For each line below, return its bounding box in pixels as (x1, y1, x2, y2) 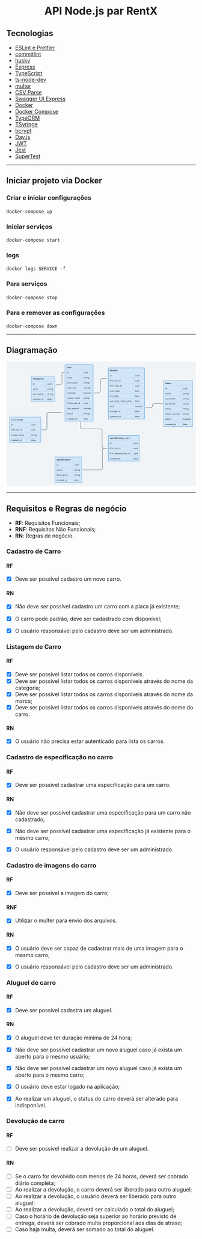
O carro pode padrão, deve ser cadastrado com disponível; (14, 615, 162, 622)
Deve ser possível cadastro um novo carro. (14, 575, 121, 583)
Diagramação (6, 345, 58, 355)
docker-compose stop (6, 295, 58, 301)
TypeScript (14, 70, 43, 76)
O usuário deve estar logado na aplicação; (14, 1083, 120, 1091)
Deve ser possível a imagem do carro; (14, 889, 109, 896)
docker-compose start (6, 237, 61, 243)
